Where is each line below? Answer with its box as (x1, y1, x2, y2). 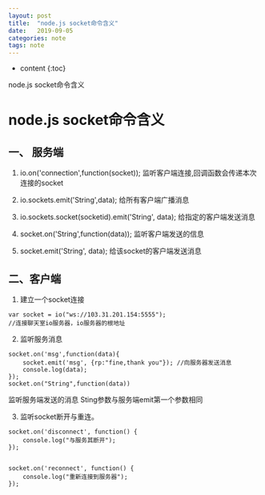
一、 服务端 (8, 145, 64, 159)
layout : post (8, 11, 52, 20)
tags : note (8, 42, 45, 50)
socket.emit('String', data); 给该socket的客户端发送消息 (19, 246, 202, 256)
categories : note (8, 34, 66, 42)
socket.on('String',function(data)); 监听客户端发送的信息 (19, 229, 204, 239)
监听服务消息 (19, 334, 62, 344)
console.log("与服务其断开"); (22, 436, 116, 445)
